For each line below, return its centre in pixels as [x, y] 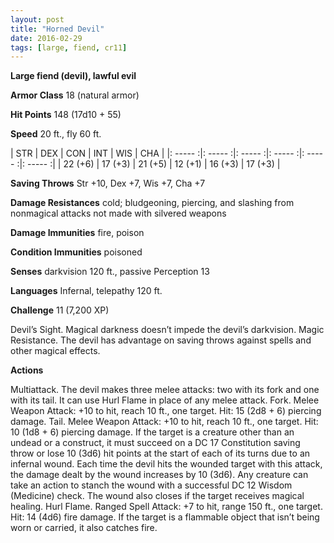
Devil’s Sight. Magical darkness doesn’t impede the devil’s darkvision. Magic [167, 330]
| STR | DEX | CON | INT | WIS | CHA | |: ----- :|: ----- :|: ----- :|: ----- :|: [157, 153]
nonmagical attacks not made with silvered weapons [118, 213]
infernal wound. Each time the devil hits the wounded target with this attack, [166, 464]
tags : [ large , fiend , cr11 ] [69, 47]
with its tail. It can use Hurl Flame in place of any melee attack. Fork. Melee [165, 400]
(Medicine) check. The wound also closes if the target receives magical [157, 496]
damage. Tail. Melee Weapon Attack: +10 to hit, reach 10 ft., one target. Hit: [164, 422]
